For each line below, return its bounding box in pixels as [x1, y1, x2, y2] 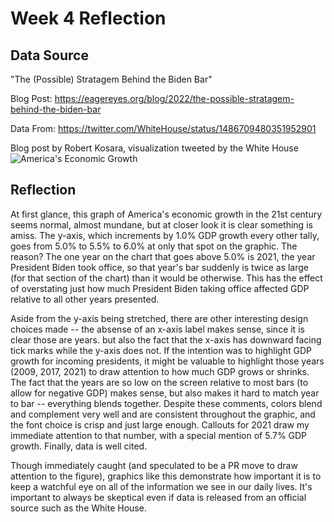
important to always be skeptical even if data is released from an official [10, 491, 307, 503]
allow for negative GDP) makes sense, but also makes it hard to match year [10, 387, 320, 399]
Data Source [10, 47, 89, 64]
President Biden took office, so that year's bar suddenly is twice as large [10, 261, 309, 273]
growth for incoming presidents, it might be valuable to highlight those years [10, 355, 325, 367]
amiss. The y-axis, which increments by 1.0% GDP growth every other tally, [10, 229, 320, 241]
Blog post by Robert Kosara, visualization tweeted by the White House [10, 142, 299, 154]
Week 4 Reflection [10, 7, 167, 30]
